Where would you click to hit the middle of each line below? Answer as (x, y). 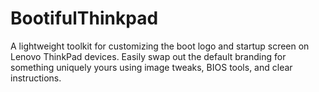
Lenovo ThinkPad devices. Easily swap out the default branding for (148, 56)
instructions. (36, 78)
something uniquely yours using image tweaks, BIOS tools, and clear (151, 67)
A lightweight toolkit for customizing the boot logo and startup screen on (160, 46)
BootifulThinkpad (84, 18)
